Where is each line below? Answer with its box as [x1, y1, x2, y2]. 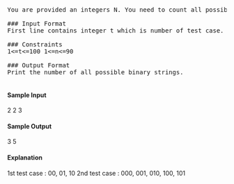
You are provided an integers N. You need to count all [7, 6, 202, 13]
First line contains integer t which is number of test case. [7, 27, 224, 34]
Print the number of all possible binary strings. [7, 69, 184, 76]
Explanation [7, 153, 43, 162]
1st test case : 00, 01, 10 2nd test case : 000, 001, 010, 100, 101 [7, 169, 186, 177]
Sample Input [7, 90, 47, 99]
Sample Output [7, 122, 52, 131]
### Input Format [7, 20, 66, 27]
